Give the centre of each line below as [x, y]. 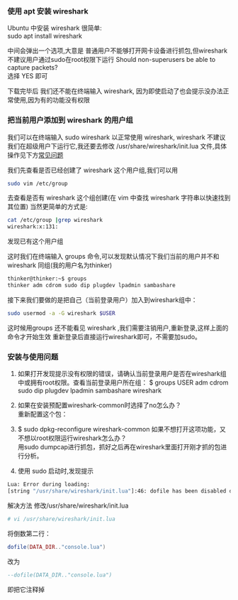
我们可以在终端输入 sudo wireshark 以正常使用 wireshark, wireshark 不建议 [117, 137]
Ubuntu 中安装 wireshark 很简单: [55, 28]
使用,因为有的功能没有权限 [52, 100]
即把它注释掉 [26, 589]
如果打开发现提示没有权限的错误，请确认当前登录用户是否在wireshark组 [122, 374]
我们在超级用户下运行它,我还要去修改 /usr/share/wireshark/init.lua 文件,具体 [117, 146]
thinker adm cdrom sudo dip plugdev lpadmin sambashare [91, 286]
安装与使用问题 [33, 357]
